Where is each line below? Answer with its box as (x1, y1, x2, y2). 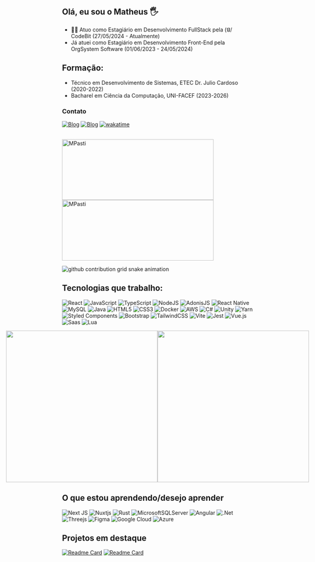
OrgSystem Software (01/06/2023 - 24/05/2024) (70, 45, 193, 52)
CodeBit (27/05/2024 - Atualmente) (70, 32, 160, 39)
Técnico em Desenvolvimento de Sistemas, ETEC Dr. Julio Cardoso (70, 79, 239, 86)
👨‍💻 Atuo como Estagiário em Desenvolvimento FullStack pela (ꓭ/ (70, 25, 233, 33)
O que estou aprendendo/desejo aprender (62, 493, 224, 503)
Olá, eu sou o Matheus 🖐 (62, 7, 159, 17)
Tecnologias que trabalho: (62, 283, 163, 293)
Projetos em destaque (62, 533, 147, 543)
